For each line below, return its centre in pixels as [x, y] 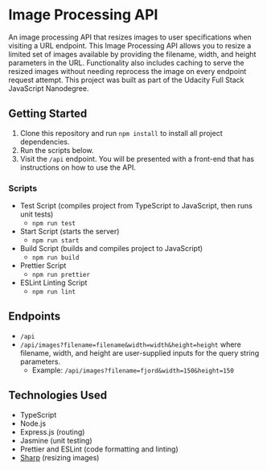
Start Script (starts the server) [70, 232]
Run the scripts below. [57, 150]
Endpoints [35, 317]
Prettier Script [43, 266]
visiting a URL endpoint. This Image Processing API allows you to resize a [130, 45]
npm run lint [54, 292]
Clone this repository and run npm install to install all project [121, 133]
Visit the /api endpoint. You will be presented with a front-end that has [137, 159]
